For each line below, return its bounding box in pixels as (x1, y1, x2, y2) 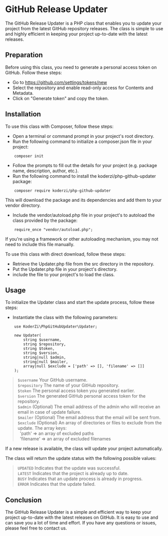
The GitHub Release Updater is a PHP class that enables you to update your (5, 20, 162, 26)
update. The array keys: (17, 425, 67, 431)
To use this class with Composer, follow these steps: (5, 123, 114, 129)
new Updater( (14, 333, 42, 338)
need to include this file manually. (5, 241, 75, 247)
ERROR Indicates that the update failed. (17, 481, 96, 487)
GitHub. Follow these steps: (5, 69, 62, 75)
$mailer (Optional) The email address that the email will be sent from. (17, 414, 161, 421)
